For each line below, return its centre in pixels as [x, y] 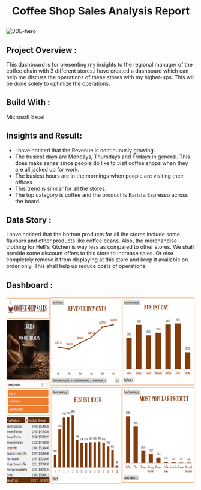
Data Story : [29, 220]
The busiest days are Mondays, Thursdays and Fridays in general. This [102, 157]
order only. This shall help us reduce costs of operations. [76, 266]
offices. [24, 182]
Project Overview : [41, 50]
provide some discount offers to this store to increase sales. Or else [90, 254]
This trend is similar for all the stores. [61, 188]
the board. [28, 201]
